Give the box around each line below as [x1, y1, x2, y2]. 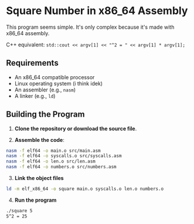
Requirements [6, 58, 59, 68]
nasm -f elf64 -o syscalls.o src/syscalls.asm [6, 153, 122, 159]
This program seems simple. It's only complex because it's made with [6, 23, 175, 30]
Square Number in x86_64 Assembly [6, 4, 188, 18]
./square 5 [6, 208, 33, 213]
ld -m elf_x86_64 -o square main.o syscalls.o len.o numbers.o [6, 186, 164, 192]
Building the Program [6, 110, 85, 120]
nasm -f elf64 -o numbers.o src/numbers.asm [6, 164, 117, 170]
